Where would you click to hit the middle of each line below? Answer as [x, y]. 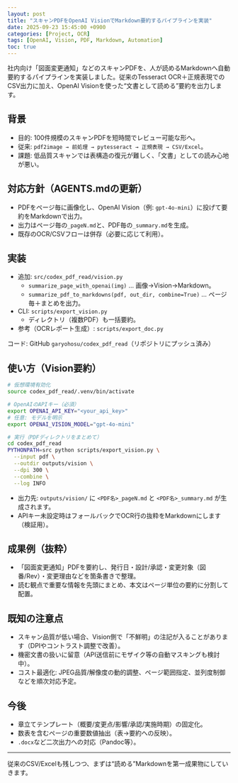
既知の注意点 [35, 618]
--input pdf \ [34, 457]
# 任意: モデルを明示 [35, 417]
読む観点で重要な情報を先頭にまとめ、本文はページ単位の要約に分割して [123, 585]
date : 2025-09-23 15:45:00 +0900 [57, 27]
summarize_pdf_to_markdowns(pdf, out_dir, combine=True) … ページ [127, 295]
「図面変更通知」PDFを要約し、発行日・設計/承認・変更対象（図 [112, 567]
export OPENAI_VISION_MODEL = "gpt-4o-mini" [71, 424]
